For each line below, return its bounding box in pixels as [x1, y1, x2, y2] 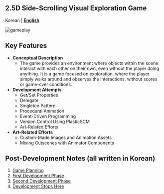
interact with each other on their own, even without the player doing [19, 65, 160, 71]
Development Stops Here [12, 183, 64, 189]
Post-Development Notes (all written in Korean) [5, 154, 156, 163]
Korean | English [5, 17, 40, 23]
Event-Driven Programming [19, 113, 76, 119]
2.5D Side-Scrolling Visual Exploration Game [5, 4, 147, 12]
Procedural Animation [19, 107, 65, 114]
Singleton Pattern [19, 102, 56, 108]
